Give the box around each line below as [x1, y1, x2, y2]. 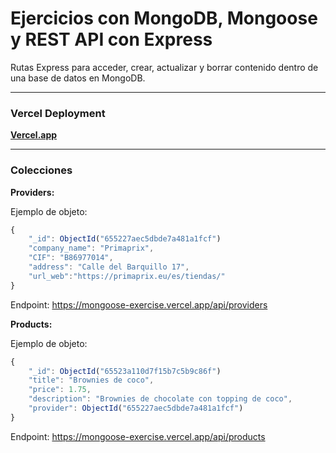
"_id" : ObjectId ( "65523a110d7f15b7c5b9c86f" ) [28, 366, 222, 376]
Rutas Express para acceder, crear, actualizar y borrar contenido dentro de [10, 61, 319, 73]
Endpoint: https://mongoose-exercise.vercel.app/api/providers [10, 298, 268, 311]
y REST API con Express [10, 28, 213, 51]
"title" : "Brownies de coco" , [28, 375, 155, 386]
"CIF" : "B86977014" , [28, 253, 114, 263]
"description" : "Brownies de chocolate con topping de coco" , [28, 394, 293, 404]
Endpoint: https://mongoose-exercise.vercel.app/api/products [10, 430, 266, 442]
